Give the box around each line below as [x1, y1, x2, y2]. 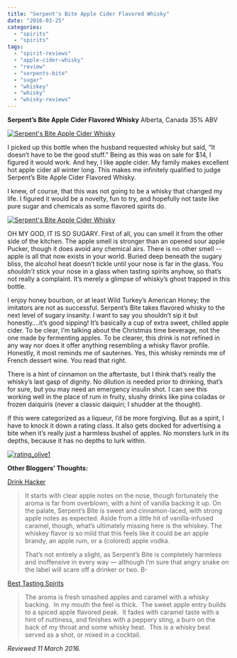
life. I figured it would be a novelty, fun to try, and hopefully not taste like [7, 194, 219, 203]
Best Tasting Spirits [7, 579, 64, 587]
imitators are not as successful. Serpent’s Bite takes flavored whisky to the [7, 303, 226, 312]
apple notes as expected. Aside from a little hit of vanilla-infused [24, 514, 214, 522]
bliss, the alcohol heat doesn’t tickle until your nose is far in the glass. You [7, 260, 224, 268]
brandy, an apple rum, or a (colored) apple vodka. [24, 537, 170, 545]
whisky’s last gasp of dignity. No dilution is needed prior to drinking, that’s [7, 377, 224, 386]
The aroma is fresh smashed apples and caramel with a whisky [24, 593, 209, 601]
